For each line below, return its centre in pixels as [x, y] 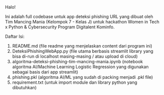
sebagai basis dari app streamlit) [45, 72]
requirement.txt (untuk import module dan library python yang [75, 82]
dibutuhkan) [24, 87]
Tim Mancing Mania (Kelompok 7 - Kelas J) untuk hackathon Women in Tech [82, 22]
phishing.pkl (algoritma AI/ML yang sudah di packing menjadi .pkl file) [82, 77]
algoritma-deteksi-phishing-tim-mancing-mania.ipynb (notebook [78, 61]
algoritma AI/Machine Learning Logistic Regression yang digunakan [80, 67]
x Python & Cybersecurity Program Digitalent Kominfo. [60, 27]
